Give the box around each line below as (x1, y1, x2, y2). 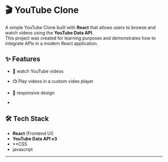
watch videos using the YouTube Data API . (5, 29, 93, 35)
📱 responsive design (12, 89, 55, 95)
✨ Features (5, 55, 40, 63)
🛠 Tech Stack (5, 114, 49, 123)
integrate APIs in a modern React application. (5, 40, 98, 46)
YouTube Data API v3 (12, 135, 57, 141)
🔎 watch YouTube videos (12, 68, 64, 74)
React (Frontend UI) (12, 130, 54, 136)
